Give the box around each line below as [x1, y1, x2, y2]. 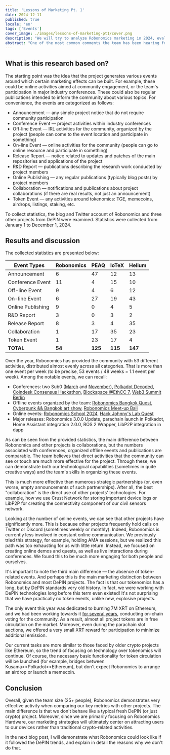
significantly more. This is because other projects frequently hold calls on [5, 521, 158, 527]
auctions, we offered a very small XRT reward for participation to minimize [5, 627, 160, 633]
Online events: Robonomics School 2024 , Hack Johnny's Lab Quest [12, 410, 154, 417]
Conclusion [5, 683, 42, 693]
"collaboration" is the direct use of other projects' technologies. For [5, 490, 146, 496]
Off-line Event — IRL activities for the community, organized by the [12, 125, 152, 132]
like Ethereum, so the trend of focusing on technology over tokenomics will [5, 647, 161, 654]
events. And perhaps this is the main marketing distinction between [21, 574, 161, 580]
